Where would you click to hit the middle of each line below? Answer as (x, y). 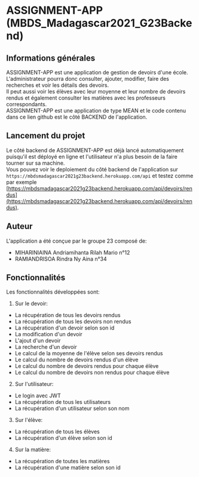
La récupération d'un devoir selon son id (65, 328)
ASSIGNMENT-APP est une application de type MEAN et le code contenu (96, 111)
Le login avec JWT (38, 396)
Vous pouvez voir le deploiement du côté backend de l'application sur (92, 169)
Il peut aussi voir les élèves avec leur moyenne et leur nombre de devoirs (96, 91)
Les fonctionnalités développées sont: (53, 292)
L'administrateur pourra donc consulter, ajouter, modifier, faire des (88, 79)
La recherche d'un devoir (46, 347)
